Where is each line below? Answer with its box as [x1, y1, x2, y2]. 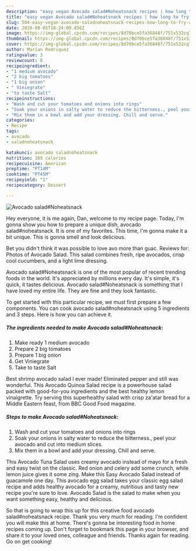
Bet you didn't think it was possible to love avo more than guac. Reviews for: [6, 244, 190, 252]
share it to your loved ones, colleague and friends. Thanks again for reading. [6, 532, 190, 539]
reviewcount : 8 [6, 57, 43, 63]
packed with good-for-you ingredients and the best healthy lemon [6, 387, 164, 395]
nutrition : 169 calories [6, 155, 66, 161]
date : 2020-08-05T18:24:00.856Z [6, 25, 85, 31]
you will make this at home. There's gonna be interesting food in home [6, 519, 175, 526]
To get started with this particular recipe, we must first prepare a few [6, 298, 171, 305]
